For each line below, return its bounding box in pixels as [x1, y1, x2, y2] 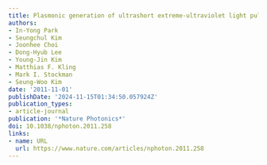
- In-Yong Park [8, 26, 59, 34]
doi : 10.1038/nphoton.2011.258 [8, 122, 112, 130]
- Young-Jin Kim [8, 56, 62, 64]
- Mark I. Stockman [8, 71, 73, 79]
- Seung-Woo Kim [8, 78, 62, 86]
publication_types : [8, 100, 73, 108]
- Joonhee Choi [8, 41, 59, 49]
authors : [8, 19, 37, 27]
